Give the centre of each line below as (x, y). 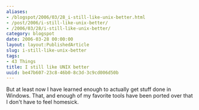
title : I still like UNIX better (48, 67)
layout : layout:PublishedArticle (48, 45)
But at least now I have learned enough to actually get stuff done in (89, 89)
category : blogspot (30, 34)
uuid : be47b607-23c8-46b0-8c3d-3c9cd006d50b (62, 73)
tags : (13, 56)
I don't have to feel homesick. (43, 102)
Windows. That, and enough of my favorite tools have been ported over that (99, 96)
